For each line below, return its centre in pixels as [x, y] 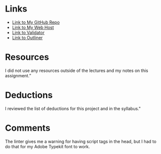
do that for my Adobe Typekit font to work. [48, 146]
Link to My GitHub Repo [36, 22]
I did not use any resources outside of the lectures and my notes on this [77, 70]
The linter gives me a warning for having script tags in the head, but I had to [81, 141]
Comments [28, 128]
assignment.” [18, 75]
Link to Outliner [27, 38]
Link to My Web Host [33, 27]
